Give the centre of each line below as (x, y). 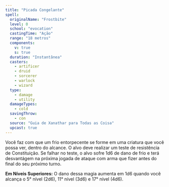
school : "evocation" (31, 29)
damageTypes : (24, 104)
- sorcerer (26, 76)
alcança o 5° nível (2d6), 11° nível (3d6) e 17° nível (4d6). (64, 179)
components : (23, 43)
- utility (25, 99)
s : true (22, 52)
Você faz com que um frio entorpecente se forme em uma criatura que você (85, 142)
